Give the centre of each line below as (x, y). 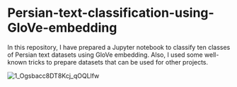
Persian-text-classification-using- (111, 13)
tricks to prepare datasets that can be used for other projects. (118, 62)
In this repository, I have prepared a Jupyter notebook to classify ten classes (119, 47)
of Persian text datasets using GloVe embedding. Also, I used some (105, 55)
